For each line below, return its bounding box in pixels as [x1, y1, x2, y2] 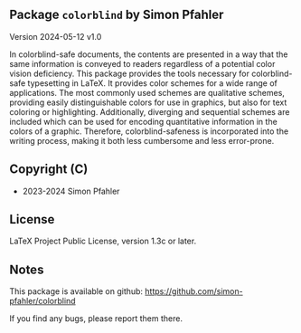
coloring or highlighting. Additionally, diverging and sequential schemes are [9, 106, 290, 117]
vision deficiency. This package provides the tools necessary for [9, 68, 250, 79]
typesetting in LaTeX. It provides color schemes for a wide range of [27, 77, 277, 89]
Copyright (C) [9, 162, 89, 177]
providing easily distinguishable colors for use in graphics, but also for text [9, 97, 287, 108]
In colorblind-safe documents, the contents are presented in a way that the [9, 49, 288, 60]
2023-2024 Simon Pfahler [22, 186, 120, 196]
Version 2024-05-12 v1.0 [9, 31, 102, 42]
